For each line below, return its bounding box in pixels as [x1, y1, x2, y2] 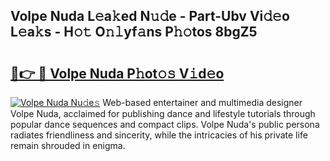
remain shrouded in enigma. [10, 140, 126, 151]
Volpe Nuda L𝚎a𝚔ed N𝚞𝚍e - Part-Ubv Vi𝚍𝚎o [10, 8, 290, 25]
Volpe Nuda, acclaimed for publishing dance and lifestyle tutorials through [10, 108, 316, 119]
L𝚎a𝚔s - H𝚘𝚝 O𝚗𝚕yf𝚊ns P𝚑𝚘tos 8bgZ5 [10, 24, 258, 41]
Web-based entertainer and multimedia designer [102, 97, 303, 108]
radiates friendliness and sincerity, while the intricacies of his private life [10, 129, 308, 141]
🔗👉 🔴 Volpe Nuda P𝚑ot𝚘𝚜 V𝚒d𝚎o [10, 65, 225, 82]
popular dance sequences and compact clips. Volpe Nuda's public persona [10, 119, 320, 130]
